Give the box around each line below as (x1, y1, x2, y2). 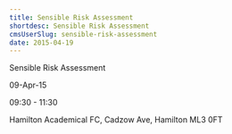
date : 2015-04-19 (9, 38, 74, 47)
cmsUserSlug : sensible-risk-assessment (9, 29, 158, 38)
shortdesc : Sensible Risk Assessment (9, 21, 150, 30)
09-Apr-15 (9, 80, 47, 90)
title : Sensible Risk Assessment (9, 13, 134, 22)
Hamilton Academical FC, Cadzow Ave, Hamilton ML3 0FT (9, 114, 223, 125)
